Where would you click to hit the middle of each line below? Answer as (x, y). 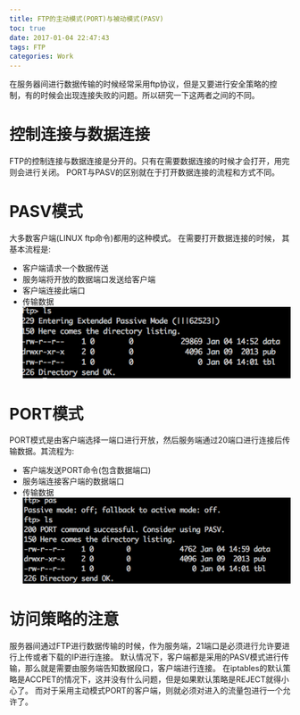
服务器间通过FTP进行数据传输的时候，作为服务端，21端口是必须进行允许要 (146, 646)
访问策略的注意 (64, 619)
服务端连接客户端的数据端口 (73, 481)
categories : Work (42, 57)
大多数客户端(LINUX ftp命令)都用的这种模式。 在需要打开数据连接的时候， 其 (150, 238)
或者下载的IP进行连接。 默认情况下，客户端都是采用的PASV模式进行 (157, 657)
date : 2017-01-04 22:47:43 (59, 37)
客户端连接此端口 (54, 291)
